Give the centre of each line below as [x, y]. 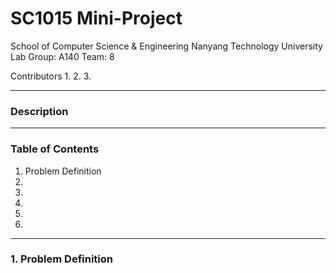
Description [39, 111]
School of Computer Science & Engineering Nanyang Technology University [166, 46]
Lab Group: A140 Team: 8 [62, 56]
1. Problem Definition [61, 259]
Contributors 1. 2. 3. [51, 76]
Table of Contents [55, 149]
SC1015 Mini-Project [96, 18]
